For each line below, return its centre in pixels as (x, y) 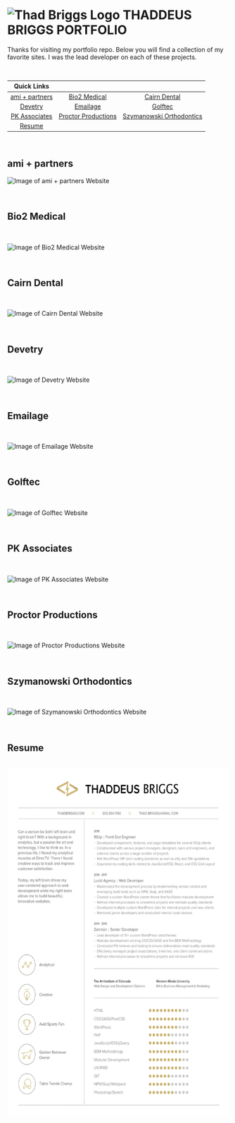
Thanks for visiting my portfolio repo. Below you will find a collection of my (115, 49)
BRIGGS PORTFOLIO (67, 30)
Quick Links (31, 86)
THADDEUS (157, 15)
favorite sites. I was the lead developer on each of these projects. (102, 57)
